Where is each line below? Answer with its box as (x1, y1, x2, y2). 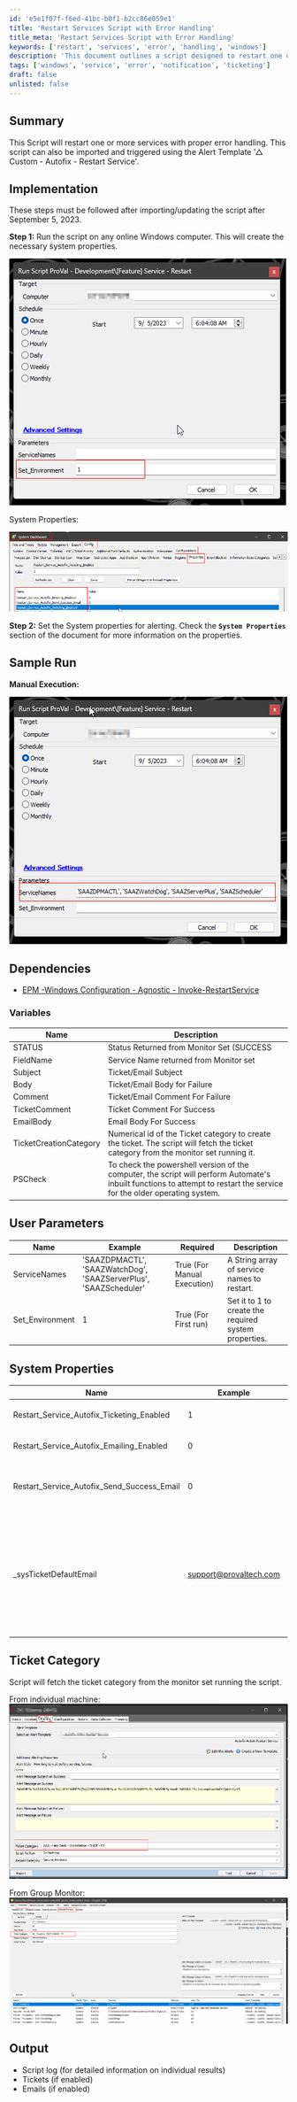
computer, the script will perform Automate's (107, 1169, 271, 1179)
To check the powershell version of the (107, 1160, 249, 1171)
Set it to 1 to (226, 1295, 272, 1306)
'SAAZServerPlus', (82, 1273, 150, 1284)
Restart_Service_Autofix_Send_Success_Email (12, 1481, 180, 1492)
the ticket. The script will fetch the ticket (107, 1138, 254, 1148)
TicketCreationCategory (12, 1138, 101, 1148)
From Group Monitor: (9, 1887, 86, 1898)
